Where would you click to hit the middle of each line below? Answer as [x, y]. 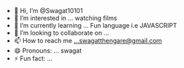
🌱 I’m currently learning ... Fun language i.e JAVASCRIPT [96, 25]
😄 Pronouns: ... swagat [48, 51]
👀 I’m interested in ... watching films [65, 18]
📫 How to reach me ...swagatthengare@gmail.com [88, 41]
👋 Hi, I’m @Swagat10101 [48, 11]
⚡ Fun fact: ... [33, 58]
